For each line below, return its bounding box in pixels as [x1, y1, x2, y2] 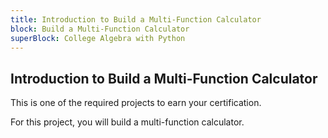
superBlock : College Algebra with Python [10, 33, 186, 43]
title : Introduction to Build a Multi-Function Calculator [10, 14, 262, 25]
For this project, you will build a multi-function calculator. [10, 116, 245, 128]
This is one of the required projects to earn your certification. [10, 97, 262, 109]
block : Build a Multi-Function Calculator [10, 24, 190, 34]
